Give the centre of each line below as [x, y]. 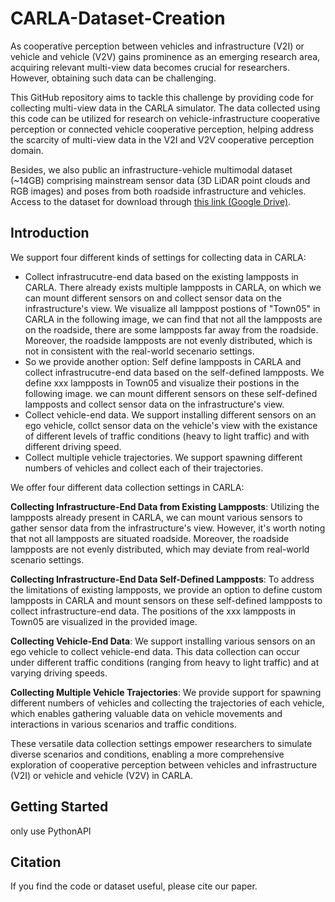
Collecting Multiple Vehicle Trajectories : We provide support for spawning [166, 692]
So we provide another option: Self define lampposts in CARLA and [163, 361]
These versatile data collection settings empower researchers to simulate [161, 743]
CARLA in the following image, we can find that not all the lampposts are [173, 319]
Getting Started [59, 807]
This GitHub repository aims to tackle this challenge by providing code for [162, 97]
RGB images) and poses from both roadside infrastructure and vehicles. [158, 191]
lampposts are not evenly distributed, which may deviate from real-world [160, 549]
